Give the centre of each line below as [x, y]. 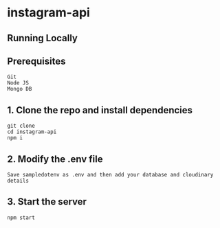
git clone [21, 126]
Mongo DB [20, 89]
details [18, 181]
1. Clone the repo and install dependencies [100, 110]
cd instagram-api [32, 132]
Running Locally [42, 38]
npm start [21, 218]
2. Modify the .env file [55, 159]
